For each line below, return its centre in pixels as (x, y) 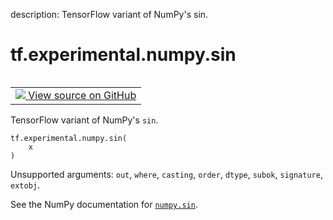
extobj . (25, 185)
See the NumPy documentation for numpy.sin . (104, 204)
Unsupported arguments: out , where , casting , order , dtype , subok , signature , (166, 174)
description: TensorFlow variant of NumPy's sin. (109, 14)
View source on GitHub (82, 95)
